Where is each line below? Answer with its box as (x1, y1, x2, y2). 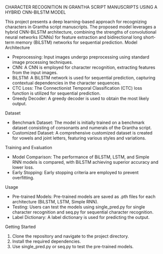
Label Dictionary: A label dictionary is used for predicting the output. (12, 215, 150, 220)
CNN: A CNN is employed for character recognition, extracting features (12, 64, 155, 70)
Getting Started (5, 224, 36, 230)
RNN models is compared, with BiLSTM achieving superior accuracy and (12, 159, 159, 165)
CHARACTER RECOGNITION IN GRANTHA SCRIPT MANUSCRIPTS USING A (5, 4, 158, 10)
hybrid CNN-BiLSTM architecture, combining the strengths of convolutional (5, 29, 157, 35)
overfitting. (12, 175, 35, 180)
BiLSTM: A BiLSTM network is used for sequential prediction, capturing (12, 75, 156, 80)
